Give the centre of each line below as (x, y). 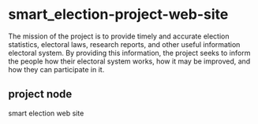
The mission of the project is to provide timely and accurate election (119, 36)
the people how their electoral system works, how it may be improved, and (129, 61)
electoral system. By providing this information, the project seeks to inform (129, 53)
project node (40, 95)
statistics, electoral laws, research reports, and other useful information (124, 44)
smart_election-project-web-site (118, 15)
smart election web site (46, 113)
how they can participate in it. (56, 69)
